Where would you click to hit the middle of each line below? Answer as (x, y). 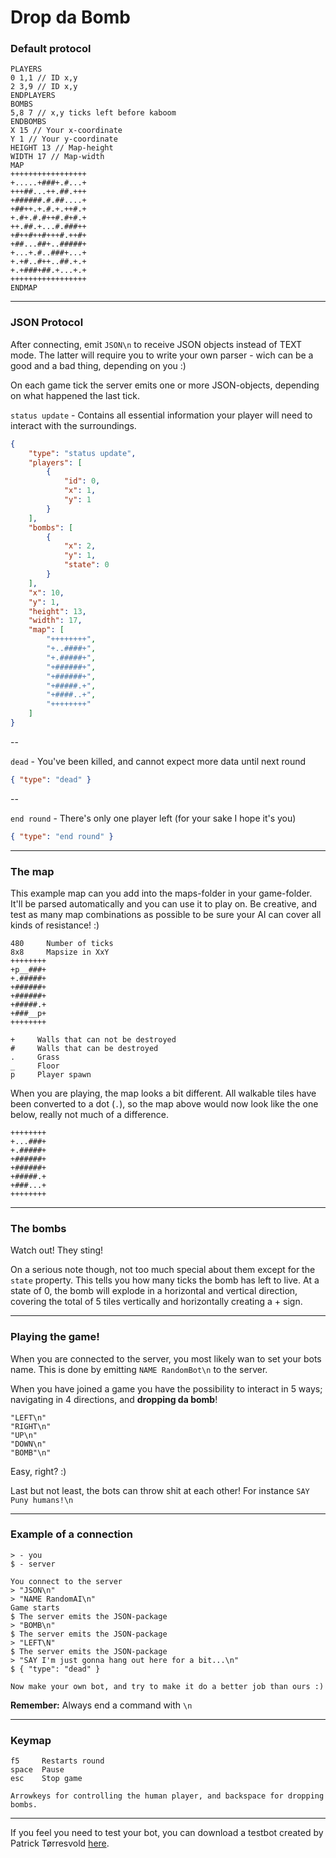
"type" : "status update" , (82, 453)
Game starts (35, 1607)
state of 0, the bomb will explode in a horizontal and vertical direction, (154, 1291)
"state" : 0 (86, 565)
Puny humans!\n (42, 1500)
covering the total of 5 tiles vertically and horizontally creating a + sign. (156, 1302)
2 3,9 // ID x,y (44, 87)
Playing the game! (55, 1337)
